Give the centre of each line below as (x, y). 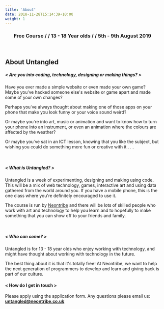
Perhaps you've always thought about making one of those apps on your (79, 107)
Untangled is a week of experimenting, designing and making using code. (80, 180)
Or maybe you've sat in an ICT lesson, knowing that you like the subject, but (82, 142)
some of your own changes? (34, 98)
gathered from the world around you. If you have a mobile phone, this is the (82, 190)
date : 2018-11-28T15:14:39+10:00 (39, 14)
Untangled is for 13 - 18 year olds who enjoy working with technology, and (80, 249)
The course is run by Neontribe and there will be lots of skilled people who (81, 205)
